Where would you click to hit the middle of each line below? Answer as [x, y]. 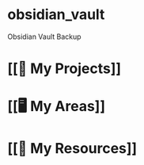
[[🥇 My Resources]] [72, 148]
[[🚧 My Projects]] [64, 69]
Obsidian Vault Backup [44, 36]
